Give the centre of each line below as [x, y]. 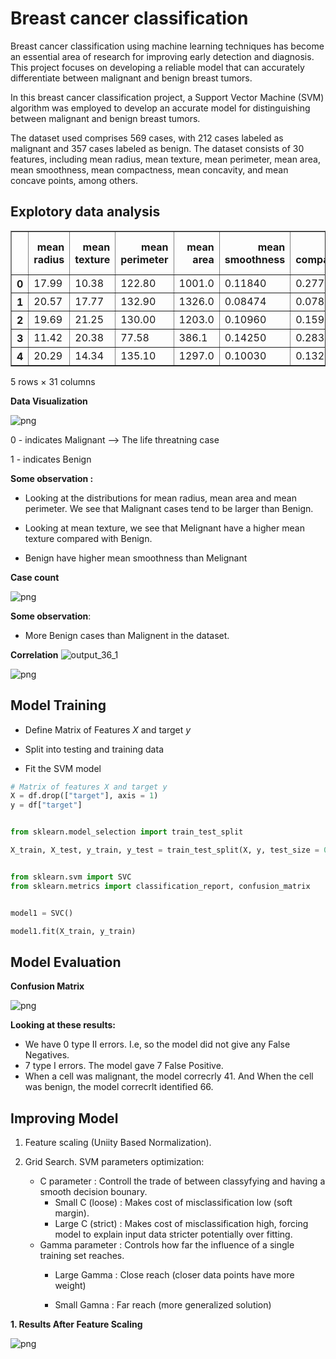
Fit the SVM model [63, 768]
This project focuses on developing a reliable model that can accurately [157, 67]
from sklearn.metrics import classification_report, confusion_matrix [160, 886]
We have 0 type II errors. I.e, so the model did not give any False [157, 1044]
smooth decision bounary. [93, 1192]
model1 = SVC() [42, 913]
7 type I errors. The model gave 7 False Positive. [124, 1066]
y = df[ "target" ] [46, 805]
